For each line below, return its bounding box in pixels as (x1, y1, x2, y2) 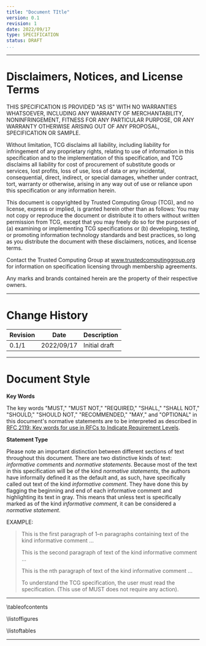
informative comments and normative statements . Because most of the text (6, 461, 197, 468)
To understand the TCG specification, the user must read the (21, 578, 175, 586)
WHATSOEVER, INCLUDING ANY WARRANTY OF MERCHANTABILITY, (6, 109, 184, 117)
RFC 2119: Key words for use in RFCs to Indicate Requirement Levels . (6, 424, 180, 431)
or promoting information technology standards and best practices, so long (6, 231, 196, 238)
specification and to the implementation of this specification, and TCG (6, 154, 183, 161)
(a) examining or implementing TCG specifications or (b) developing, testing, (6, 225, 200, 232)
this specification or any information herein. (6, 187, 116, 194)
